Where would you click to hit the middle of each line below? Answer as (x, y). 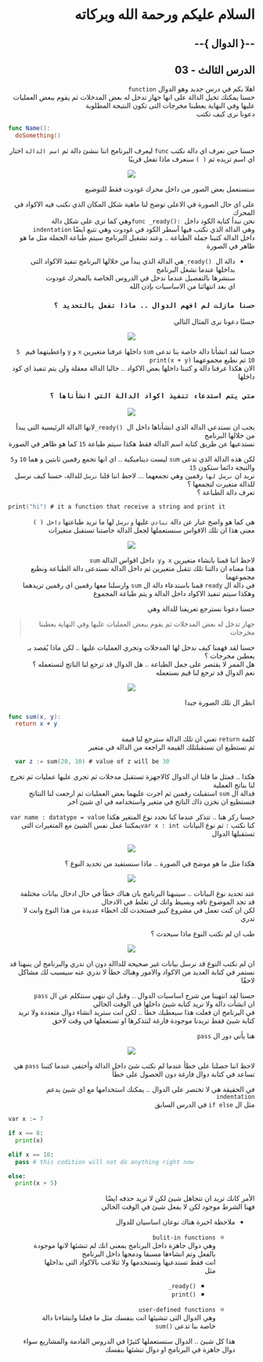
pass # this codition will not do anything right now (104, 1162)
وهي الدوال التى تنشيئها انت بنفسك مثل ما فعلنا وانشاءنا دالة (129, 1318)
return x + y (36, 724)
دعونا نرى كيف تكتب (225, 114)
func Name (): (29, 128)
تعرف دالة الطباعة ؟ (226, 492)
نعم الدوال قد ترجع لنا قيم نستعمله (205, 672)
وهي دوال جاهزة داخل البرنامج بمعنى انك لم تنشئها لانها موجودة (125, 1246)
